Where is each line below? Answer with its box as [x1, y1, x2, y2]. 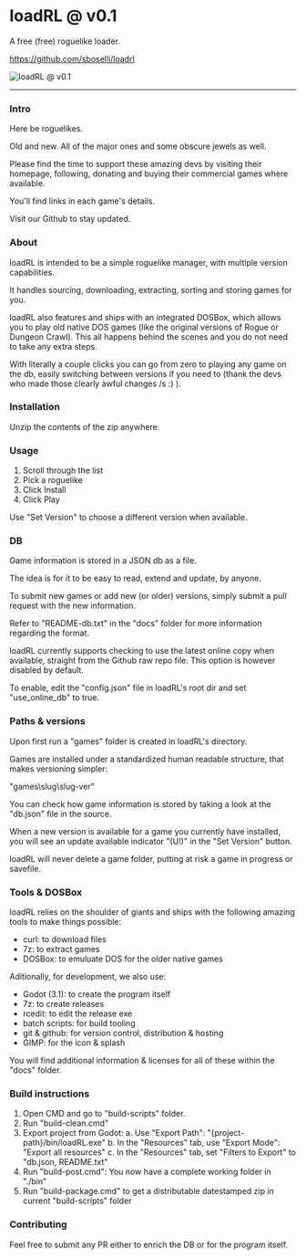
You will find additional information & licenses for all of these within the [9, 1055, 275, 1066]
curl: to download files [22, 934, 107, 945]
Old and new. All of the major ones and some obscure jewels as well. [9, 141, 267, 152]
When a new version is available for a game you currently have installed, [9, 825, 280, 836]
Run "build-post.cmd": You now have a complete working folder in [22, 1166, 271, 1178]
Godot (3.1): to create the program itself [22, 989, 171, 1000]
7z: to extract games [22, 944, 100, 955]
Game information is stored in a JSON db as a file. [9, 555, 198, 566]
